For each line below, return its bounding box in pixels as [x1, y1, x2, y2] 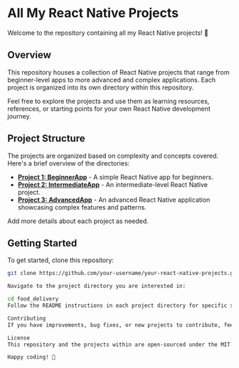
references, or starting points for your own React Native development [7, 104, 211, 113]
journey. [7, 112, 31, 120]
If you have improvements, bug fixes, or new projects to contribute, [7, 321, 221, 328]
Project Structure [7, 133, 85, 145]
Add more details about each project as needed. [7, 217, 149, 225]
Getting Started [7, 237, 78, 249]
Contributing [7, 315, 46, 322]
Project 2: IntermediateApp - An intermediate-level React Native [17, 180, 208, 189]
